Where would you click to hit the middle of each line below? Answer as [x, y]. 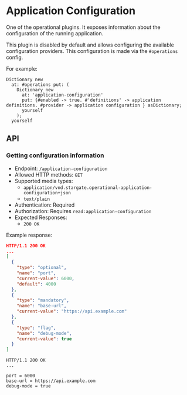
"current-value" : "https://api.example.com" [72, 311]
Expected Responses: [41, 217]
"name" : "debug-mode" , [44, 333]
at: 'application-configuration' [62, 95]
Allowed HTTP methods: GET [49, 174]
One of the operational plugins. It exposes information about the [83, 27]
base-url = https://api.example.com [51, 381]
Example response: [29, 235]
